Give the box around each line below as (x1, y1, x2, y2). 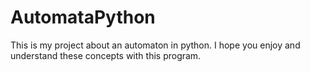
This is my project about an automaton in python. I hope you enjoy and (10, 39, 301, 51)
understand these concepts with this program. (10, 49, 202, 61)
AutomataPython (10, 6, 156, 29)
